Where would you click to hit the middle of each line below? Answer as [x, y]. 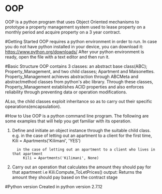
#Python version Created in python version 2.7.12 [54, 186]
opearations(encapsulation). [33, 106]
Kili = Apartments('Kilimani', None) [61, 158]
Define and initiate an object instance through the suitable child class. [81, 130]
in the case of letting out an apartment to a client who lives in [86, 149]
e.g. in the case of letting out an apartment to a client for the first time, [82, 135]
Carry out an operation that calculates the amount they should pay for [81, 167]
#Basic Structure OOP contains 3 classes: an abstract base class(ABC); [76, 66]
